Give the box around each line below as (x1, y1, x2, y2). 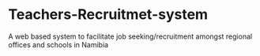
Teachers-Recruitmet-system (8, 6, 208, 24)
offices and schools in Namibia (8, 39, 109, 49)
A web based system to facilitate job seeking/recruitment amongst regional (8, 32, 253, 41)
